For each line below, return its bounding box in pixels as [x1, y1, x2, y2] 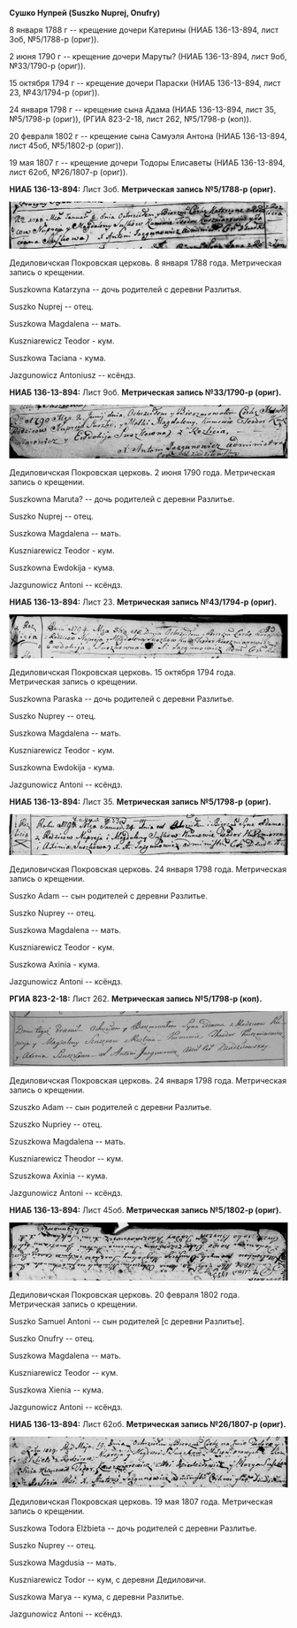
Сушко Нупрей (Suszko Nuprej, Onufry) [9, 8, 161, 18]
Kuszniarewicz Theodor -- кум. [9, 1153, 124, 1163]
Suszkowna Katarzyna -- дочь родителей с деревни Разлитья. [9, 283, 242, 295]
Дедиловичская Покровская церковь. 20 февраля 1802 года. [9, 1289, 240, 1300]
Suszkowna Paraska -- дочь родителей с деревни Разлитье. [9, 694, 234, 705]
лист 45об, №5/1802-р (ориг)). [9, 141, 124, 150]
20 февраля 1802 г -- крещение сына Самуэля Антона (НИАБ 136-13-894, [9, 131, 287, 141]
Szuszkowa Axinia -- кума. [9, 1170, 108, 1181]
